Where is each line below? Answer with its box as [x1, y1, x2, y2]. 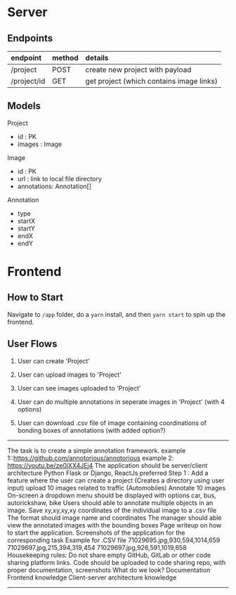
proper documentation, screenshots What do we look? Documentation [7, 565, 211, 574]
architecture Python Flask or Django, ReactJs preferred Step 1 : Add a [7, 469, 209, 477]
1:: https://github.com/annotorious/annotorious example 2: [7, 454, 174, 462]
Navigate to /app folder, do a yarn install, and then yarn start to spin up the [7, 310, 226, 318]
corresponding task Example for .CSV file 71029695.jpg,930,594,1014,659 [7, 535, 221, 544]
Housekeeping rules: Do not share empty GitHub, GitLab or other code [7, 551, 211, 559]
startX [17, 216, 36, 225]
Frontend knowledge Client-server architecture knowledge [7, 573, 177, 582]
